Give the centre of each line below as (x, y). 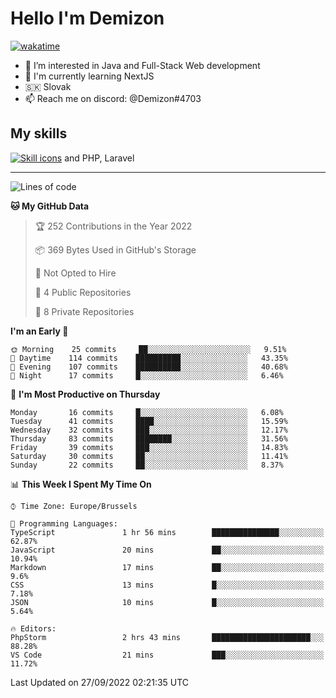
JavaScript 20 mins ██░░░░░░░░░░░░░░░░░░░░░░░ (167, 550)
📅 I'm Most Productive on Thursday (85, 394)
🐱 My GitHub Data (50, 206)
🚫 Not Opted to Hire (75, 273)
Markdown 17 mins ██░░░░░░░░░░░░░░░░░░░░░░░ (167, 567)
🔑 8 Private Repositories (84, 311)
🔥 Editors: (33, 628)
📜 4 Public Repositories (83, 292)
